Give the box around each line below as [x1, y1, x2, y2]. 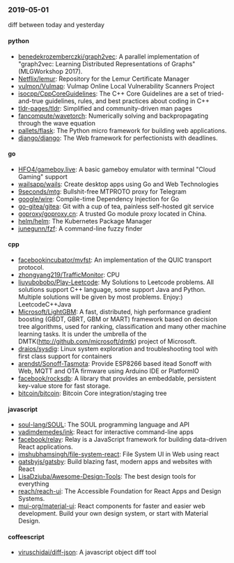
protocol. [17, 263, 45, 271]
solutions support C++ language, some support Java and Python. [17, 285, 206, 293]
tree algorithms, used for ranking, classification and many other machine [17, 322, 227, 330]
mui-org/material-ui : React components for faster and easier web [17, 502, 205, 510]
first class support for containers [17, 352, 112, 360]
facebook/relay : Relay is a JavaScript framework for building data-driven [17, 435, 227, 444]
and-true [17, 96, 44, 105]
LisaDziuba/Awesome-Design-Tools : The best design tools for [17, 472, 196, 481]
